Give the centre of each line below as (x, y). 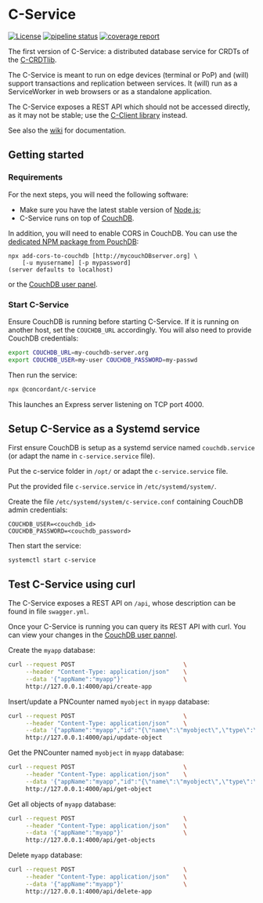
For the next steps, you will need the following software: (99, 195)
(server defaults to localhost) (61, 269)
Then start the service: (45, 546)
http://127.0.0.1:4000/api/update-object (94, 738)
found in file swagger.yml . (49, 612)
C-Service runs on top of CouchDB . (77, 218)
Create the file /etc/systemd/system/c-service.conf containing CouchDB (126, 502)
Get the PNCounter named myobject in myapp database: (96, 753)
